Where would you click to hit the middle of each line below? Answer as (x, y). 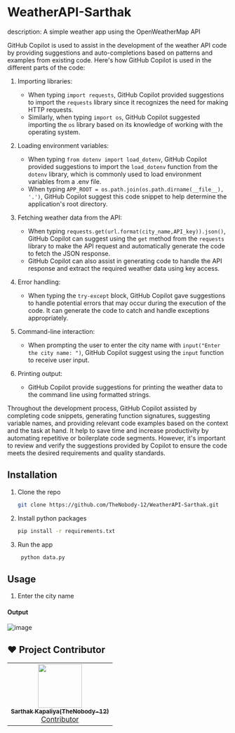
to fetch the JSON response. (69, 253)
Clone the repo (39, 492)
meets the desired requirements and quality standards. (87, 452)
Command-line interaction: (56, 331)
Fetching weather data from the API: (70, 217)
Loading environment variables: (63, 145)
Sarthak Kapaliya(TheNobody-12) (60, 712)
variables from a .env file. (65, 181)
